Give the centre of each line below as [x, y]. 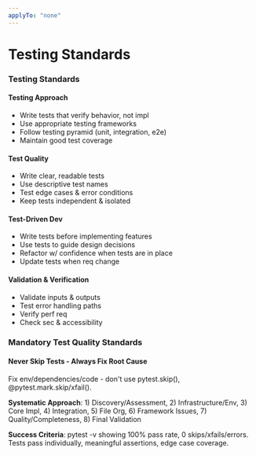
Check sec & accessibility [61, 322]
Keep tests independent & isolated [75, 201]
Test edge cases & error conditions [76, 193]
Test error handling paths [60, 305]
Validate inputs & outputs [60, 297]
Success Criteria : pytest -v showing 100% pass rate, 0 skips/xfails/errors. [128, 435]
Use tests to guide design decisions [77, 245]
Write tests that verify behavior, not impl [84, 115]
